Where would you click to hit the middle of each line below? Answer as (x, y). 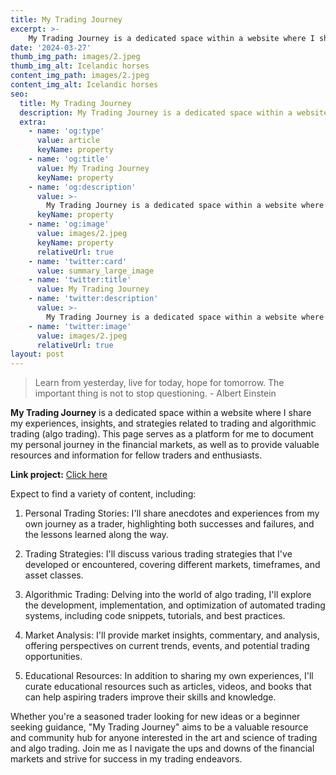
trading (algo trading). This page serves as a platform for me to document (162, 434)
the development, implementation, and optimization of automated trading (175, 605)
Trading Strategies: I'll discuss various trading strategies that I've (158, 554)
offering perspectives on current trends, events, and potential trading (167, 646)
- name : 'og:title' (69, 159)
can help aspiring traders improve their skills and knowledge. (150, 697)
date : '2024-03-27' (51, 47)
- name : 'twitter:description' (93, 299)
